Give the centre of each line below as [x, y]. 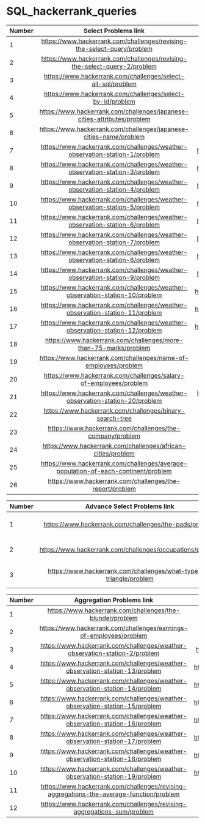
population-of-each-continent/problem [114, 471]
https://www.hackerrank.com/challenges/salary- [114, 375]
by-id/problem [114, 101]
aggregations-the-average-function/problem [114, 794]
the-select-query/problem [114, 48]
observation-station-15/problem [114, 706]
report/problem [114, 489]
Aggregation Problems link [114, 600]
